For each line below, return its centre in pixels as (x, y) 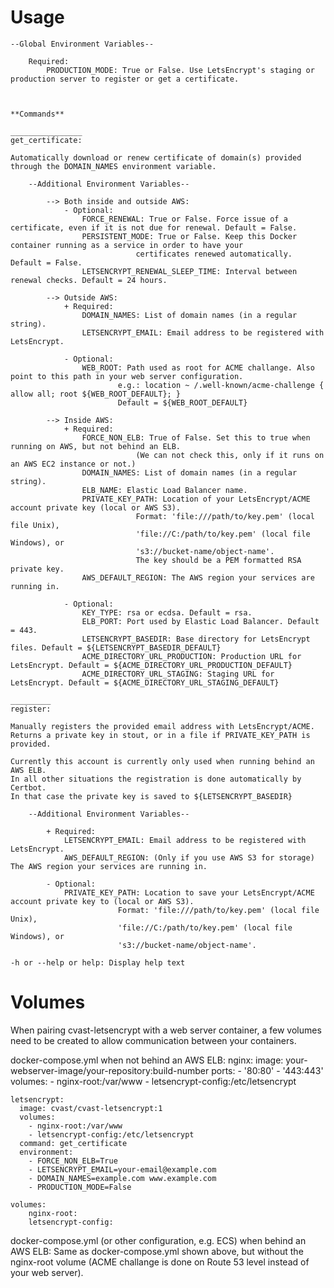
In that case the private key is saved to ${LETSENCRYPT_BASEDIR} (151, 796)
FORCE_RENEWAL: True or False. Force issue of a (184, 219)
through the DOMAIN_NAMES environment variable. (113, 166)
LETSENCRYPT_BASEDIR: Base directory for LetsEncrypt (196, 639)
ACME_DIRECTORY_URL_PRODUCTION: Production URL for (191, 656)
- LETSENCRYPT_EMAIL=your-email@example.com (122, 1169)
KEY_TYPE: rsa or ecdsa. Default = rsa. (167, 612)
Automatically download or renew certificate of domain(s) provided (156, 157)
